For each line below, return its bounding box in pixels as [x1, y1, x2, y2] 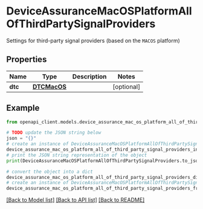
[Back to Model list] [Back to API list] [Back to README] [6, 196, 145, 204]
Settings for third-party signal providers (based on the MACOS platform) [6, 37, 180, 44]
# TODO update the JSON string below [6, 129, 101, 136]
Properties [6, 54, 47, 64]
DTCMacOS [32, 83, 67, 91]
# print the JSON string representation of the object [6, 152, 147, 158]
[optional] [112, 83, 141, 91]
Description [72, 72, 107, 81]
